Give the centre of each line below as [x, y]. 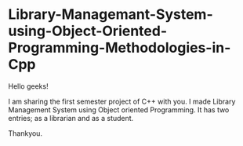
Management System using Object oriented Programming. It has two [119, 109]
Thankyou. [25, 133]
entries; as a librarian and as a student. [71, 118]
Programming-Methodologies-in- [120, 48]
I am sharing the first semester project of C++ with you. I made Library [122, 101]
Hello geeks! [28, 86]
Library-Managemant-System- [111, 15]
